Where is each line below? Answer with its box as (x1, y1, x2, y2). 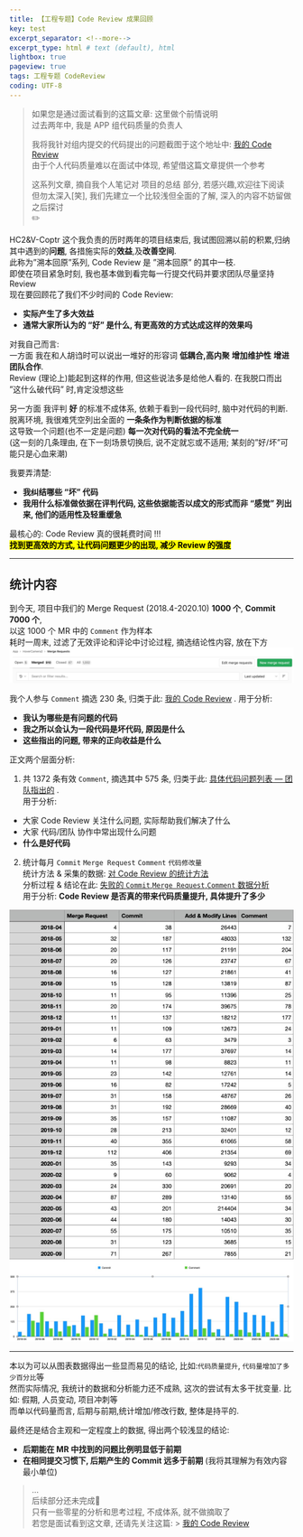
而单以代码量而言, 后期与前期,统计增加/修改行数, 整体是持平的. (9, 1405, 240, 1416)
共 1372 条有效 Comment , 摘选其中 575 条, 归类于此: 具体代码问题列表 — (22, 773, 283, 784)
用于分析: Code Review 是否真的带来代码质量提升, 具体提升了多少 (22, 890, 266, 901)
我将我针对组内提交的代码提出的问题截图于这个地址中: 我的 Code (31, 138, 272, 149)
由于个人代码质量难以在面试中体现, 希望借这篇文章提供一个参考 (31, 159, 266, 171)
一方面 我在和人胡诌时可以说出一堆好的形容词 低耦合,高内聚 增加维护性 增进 (9, 349, 290, 360)
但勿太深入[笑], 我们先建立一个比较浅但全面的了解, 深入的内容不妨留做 (31, 190, 291, 200)
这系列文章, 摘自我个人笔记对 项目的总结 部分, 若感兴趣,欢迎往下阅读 (31, 179, 285, 190)
